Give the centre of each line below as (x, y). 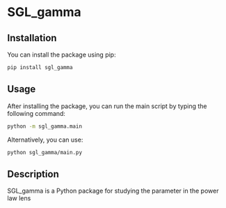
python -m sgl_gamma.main (45, 126)
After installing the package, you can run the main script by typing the (107, 106)
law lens (19, 198)
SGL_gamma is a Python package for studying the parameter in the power (113, 191)
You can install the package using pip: (62, 54)
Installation (32, 38)
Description (33, 174)
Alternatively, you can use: (45, 140)
